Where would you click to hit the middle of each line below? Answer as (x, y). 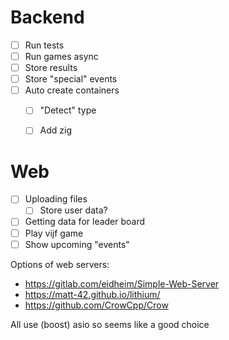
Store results (51, 68)
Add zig (56, 130)
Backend (47, 17)
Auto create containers (72, 90)
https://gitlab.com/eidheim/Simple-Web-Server (122, 283)
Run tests (44, 45)
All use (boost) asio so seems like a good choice (110, 324)
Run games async (61, 56)
